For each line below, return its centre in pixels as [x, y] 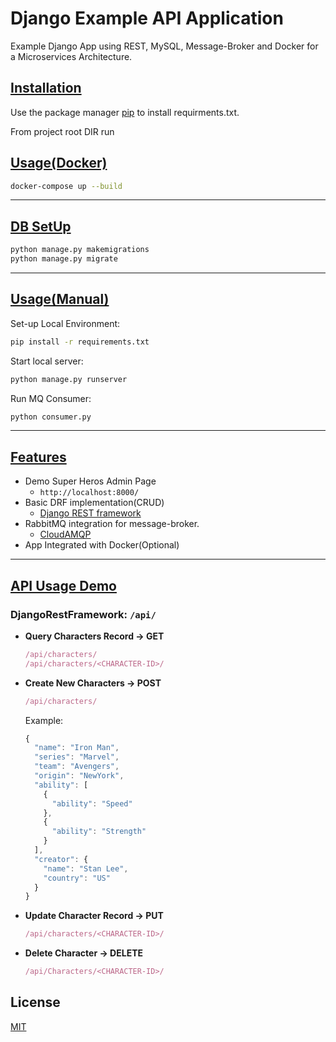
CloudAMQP [65, 534]
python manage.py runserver [69, 379]
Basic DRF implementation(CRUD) [94, 503]
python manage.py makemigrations [80, 250]
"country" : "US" [77, 878]
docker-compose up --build [66, 186]
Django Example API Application [147, 18]
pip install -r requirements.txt [80, 342]
